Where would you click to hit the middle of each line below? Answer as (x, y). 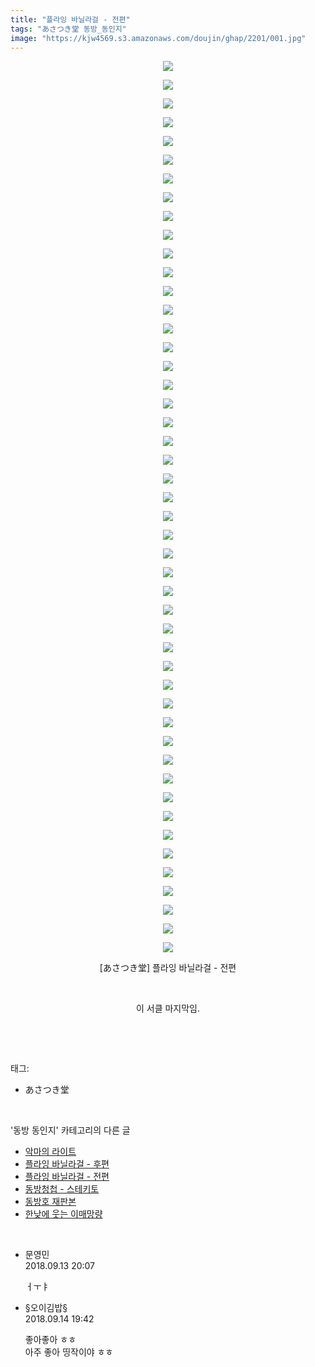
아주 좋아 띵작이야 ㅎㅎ (69, 1352)
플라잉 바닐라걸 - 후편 (67, 1164)
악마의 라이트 (50, 1152)
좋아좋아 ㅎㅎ (50, 1340)
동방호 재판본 (50, 1202)
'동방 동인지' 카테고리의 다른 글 (70, 1130)
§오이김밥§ (46, 1308)
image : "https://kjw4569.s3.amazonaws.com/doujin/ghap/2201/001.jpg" (158, 38)
